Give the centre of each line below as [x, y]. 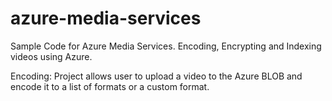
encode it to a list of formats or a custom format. [110, 86]
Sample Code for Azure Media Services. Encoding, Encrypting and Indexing [166, 46]
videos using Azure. [51, 56]
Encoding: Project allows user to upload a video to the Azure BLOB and [156, 76]
